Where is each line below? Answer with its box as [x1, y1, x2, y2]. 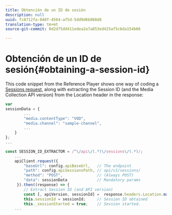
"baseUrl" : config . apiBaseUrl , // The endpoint [24, 163, 132, 168]
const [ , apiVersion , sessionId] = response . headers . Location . [24, 191, 164, 197]
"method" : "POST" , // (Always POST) [24, 173, 134, 178]
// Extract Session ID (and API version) [24, 187, 114, 192]
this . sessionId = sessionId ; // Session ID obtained [24, 197, 147, 202]
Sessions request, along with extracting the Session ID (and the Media [5, 87, 154, 93]
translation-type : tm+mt [5, 21, 58, 27]
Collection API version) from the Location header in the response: [5, 92, 143, 98]
